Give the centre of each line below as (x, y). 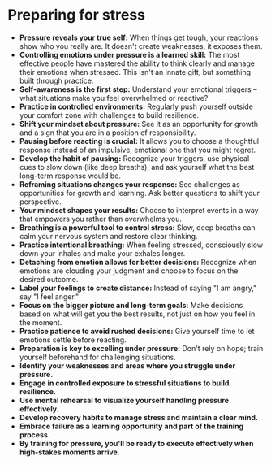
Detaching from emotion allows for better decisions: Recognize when (138, 262)
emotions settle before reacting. (73, 340)
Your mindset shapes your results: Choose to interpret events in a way (139, 210)
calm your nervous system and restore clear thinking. (108, 236)
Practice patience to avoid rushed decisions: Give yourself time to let (137, 331)
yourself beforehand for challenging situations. (97, 357)
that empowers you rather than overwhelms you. (101, 219)
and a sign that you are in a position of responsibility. (108, 133)
